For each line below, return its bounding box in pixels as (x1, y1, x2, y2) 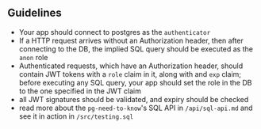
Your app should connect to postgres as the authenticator (18, 27, 211, 36)
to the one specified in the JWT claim (18, 86, 142, 96)
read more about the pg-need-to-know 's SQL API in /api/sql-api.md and (18, 103, 253, 112)
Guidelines (7, 6, 62, 20)
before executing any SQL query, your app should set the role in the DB (18, 78, 252, 87)
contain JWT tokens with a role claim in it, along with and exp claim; (18, 69, 242, 78)
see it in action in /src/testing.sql (18, 111, 134, 121)
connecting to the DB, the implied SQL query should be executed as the (18, 44, 253, 54)
